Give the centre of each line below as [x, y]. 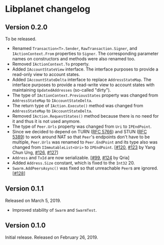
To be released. [21, 39]
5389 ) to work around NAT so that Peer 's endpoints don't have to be [81, 137]
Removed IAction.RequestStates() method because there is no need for [85, 116]
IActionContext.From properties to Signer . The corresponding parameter [85, 53]
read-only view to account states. [46, 74]
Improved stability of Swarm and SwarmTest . [54, 210]
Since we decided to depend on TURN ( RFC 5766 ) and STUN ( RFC [79, 132]
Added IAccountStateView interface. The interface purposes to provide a [85, 69]
